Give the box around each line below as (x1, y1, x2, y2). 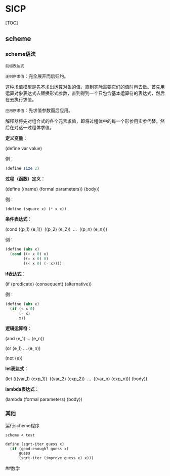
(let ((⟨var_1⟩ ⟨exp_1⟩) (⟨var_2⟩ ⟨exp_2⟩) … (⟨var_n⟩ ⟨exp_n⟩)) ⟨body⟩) (5, 376, 148, 382)
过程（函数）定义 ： (5, 175, 46, 181)
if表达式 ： (5, 271, 26, 277)
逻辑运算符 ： (5, 325, 32, 332)
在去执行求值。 (5, 96, 36, 102)
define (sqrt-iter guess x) (5, 442, 65, 447)
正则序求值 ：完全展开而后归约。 (5, 73, 69, 79)
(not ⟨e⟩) (5, 355, 23, 361)
